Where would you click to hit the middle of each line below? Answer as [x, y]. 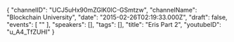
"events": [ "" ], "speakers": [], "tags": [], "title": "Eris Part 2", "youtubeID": [114, 24]
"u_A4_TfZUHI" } [31, 32]
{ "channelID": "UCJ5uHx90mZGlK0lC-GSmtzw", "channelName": [102, 10]
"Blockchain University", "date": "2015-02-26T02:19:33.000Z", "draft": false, [117, 17]
